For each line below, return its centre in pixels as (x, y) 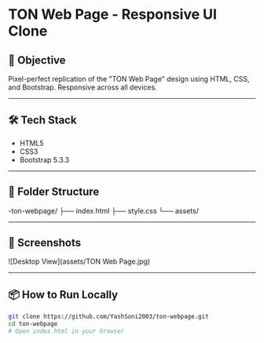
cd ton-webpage (33, 324)
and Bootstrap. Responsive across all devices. (82, 87)
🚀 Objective (37, 60)
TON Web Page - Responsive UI (113, 15)
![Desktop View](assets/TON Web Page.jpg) (79, 261)
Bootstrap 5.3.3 (44, 159)
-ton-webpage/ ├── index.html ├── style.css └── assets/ (103, 210)
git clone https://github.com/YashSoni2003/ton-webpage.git (109, 317)
